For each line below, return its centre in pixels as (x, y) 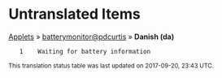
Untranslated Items (74, 14)
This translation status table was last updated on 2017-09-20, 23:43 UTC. (111, 66)
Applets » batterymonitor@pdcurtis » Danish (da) (91, 37)
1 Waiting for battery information (85, 51)
